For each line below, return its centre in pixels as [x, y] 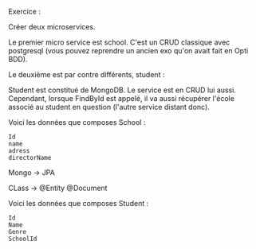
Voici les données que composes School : [77, 122]
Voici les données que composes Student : [79, 203]
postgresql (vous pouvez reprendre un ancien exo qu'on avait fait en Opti [128, 51]
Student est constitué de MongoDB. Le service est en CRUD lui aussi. [122, 90]
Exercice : [25, 12]
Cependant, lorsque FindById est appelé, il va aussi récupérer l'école [122, 98]
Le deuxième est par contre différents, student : [87, 74]
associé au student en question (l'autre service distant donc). [109, 107]
